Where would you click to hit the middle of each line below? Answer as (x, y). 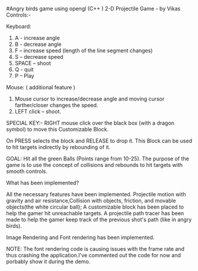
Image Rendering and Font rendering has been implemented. (80, 237)
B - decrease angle (38, 44)
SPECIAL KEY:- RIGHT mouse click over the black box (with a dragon (90, 123)
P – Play (24, 76)
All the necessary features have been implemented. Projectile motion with (96, 194)
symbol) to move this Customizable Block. (58, 129)
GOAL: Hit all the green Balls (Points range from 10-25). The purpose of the (98, 159)
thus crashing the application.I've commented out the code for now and (94, 255)
